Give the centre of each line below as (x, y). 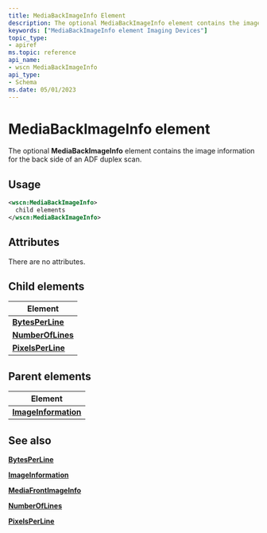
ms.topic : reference (43, 53)
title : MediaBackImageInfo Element (67, 16)
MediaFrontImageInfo (45, 490)
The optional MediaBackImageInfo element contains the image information (132, 151)
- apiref (23, 45)
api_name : (25, 60)
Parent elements (50, 376)
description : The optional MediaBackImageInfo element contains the (124, 23)
